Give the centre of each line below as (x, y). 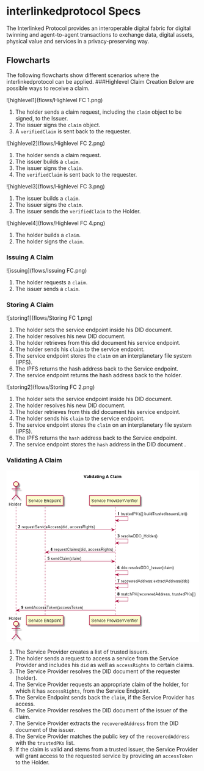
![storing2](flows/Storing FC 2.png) (51, 387)
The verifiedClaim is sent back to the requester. (76, 174)
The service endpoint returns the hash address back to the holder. (98, 375)
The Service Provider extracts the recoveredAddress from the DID (97, 723)
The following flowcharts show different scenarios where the (83, 75)
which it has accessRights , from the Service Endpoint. (83, 691)
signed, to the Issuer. (42, 118)
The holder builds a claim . (48, 235)
